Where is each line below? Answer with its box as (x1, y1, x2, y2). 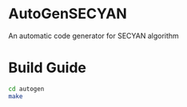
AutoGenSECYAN (8, 5, 128, 23)
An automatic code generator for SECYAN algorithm (8, 31, 180, 40)
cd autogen (8, 85, 45, 93)
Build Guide (8, 59, 86, 77)
